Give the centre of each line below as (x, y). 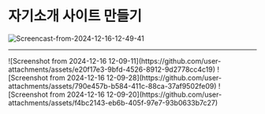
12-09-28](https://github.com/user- (164, 77)
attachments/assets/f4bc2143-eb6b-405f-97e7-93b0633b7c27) (113, 102)
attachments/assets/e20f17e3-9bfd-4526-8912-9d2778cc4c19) (112, 69)
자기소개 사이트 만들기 (75, 16)
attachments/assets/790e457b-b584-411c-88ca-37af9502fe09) (112, 86)
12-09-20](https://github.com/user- (164, 94)
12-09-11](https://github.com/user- (165, 61)
